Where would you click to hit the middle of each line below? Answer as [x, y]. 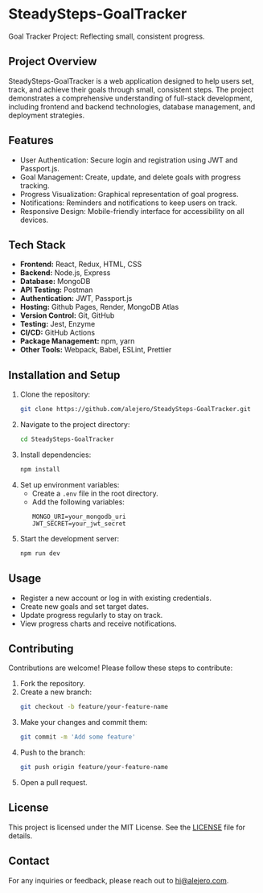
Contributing [41, 648]
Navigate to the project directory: [75, 425]
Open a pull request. [54, 782]
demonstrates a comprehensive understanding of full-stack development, [131, 98]
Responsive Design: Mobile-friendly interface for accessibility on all [132, 211]
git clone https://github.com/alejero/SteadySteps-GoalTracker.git [135, 409]
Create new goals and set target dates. [84, 606]
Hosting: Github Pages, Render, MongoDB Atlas [99, 307]
